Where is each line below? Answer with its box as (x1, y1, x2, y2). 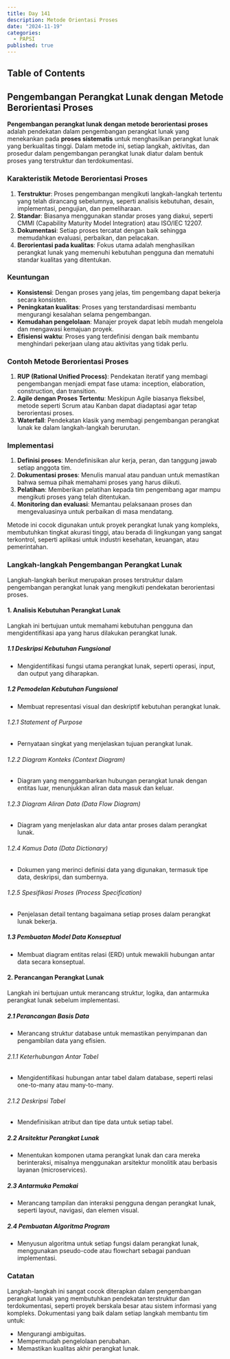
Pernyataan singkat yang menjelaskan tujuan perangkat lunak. (16, 740, 194, 748)
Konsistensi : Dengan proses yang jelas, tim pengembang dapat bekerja (16, 288, 221, 296)
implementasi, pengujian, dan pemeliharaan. (16, 204, 143, 212)
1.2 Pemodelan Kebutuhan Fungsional (7, 685, 118, 693)
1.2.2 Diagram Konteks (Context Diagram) (7, 755, 126, 763)
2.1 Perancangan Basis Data (7, 1012, 89, 1020)
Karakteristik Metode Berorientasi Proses (7, 174, 148, 183)
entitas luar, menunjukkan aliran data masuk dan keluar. (16, 784, 174, 792)
